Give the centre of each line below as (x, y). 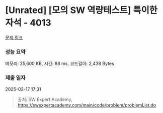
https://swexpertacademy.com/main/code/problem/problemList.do (87, 105)
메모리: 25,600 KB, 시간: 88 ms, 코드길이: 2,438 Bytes (60, 63)
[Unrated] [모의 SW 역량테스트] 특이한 (81, 10)
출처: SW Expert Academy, (45, 99)
